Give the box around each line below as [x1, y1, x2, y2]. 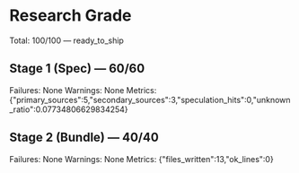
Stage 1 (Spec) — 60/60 [9, 61, 145, 76]
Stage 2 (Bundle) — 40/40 [9, 130, 159, 145]
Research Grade [9, 5, 132, 26]
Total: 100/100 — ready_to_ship [9, 35, 124, 46]
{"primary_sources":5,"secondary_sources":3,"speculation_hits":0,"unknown [9, 94, 291, 105]
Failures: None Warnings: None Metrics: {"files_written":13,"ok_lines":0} [9, 153, 274, 164]
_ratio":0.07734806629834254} [9, 104, 128, 115]
